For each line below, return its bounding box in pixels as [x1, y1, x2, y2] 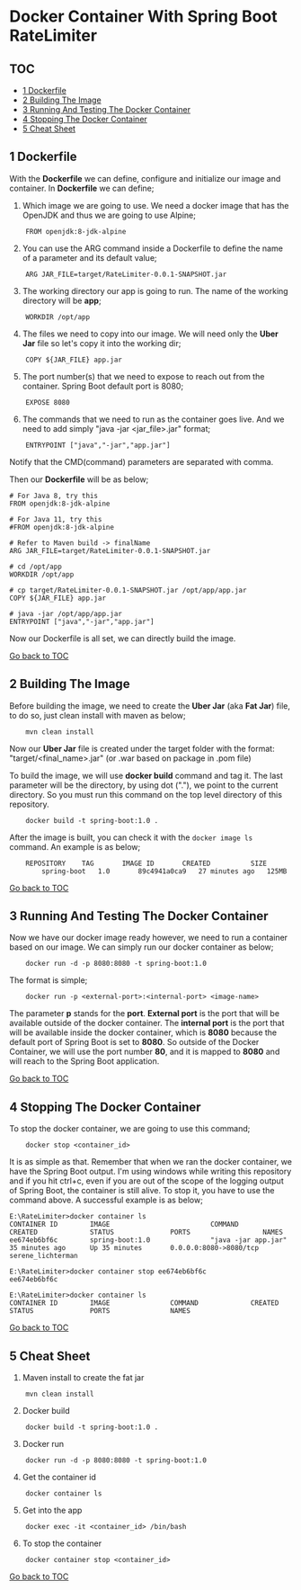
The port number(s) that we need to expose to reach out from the [22, 371, 265, 381]
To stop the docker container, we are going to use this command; [9, 1123, 251, 1134]
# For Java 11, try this [9, 514, 102, 523]
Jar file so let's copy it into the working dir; [22, 337, 181, 348]
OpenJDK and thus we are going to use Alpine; [22, 210, 196, 220]
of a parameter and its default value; [22, 252, 157, 263]
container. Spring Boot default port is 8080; [22, 380, 184, 391]
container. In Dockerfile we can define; [9, 183, 155, 193]
